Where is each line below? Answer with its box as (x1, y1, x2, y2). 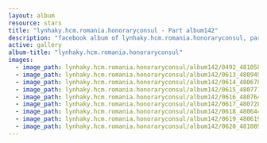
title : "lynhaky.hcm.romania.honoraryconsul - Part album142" (8, 26, 219, 34)
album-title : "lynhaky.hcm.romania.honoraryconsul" (8, 48, 183, 56)
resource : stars (8, 19, 62, 27)
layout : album (8, 11, 56, 20)
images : (8, 56, 34, 64)
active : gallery (8, 41, 62, 49)
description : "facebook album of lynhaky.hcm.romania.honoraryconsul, (8, 33, 247, 42)
